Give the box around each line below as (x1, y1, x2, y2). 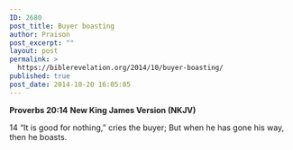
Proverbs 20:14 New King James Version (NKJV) (9, 104, 197, 115)
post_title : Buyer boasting (9, 22, 115, 31)
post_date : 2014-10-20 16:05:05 (9, 80, 131, 89)
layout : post (9, 47, 59, 56)
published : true (9, 72, 70, 81)
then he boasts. (9, 131, 68, 142)
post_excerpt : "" (9, 38, 75, 48)
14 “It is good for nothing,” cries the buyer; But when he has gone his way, (9, 122, 285, 133)
